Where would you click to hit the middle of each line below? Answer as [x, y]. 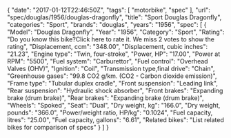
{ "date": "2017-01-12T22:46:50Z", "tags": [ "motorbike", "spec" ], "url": [109, 10]
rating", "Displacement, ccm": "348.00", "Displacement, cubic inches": [108, 47]
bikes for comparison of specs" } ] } [58, 127]
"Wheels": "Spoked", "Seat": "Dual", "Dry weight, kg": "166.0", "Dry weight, [114, 105]
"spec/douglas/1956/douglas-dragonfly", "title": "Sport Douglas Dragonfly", [114, 17]
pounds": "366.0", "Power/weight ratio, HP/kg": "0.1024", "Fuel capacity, [110, 112]
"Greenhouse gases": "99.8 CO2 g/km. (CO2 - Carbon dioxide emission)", [112, 76]
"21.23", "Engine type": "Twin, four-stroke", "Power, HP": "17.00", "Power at [114, 54]
